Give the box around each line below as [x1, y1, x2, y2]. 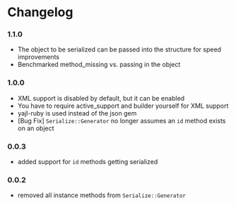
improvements [17, 53, 60, 61]
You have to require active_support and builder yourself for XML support [17, 101, 229, 110]
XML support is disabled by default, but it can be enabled [17, 94, 185, 102]
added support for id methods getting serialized [17, 158, 158, 166]
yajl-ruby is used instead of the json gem [17, 108, 137, 117]
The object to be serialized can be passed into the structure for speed [17, 45, 221, 54]
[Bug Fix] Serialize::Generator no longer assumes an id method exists [17, 116, 226, 125]
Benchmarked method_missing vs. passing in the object [17, 61, 181, 69]
